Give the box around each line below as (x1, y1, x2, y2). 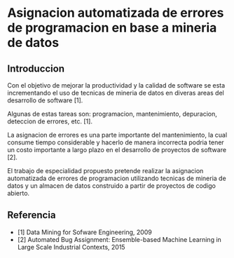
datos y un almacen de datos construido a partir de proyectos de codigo (7, 182, 216, 190)
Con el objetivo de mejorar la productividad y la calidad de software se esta (7, 81, 226, 89)
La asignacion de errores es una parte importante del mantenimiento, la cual (7, 131, 228, 139)
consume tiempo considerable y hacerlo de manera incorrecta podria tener (7, 138, 224, 147)
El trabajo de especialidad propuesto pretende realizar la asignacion (7, 167, 204, 175)
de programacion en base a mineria (7, 20, 217, 36)
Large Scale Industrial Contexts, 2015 (17, 243, 125, 251)
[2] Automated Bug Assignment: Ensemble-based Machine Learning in (17, 235, 222, 243)
